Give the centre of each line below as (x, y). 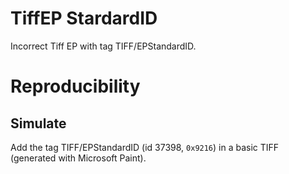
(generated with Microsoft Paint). (78, 158)
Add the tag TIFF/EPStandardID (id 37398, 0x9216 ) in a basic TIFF (145, 147)
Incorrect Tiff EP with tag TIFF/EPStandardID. (103, 46)
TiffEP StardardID (84, 18)
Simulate (38, 123)
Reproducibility (75, 86)
